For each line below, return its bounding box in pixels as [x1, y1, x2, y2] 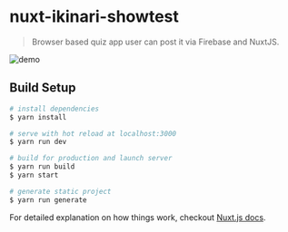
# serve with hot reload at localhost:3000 [9, 129, 177, 138]
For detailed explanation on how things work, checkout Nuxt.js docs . [9, 211, 266, 223]
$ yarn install [9, 112, 67, 121]
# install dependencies [9, 104, 100, 113]
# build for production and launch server [9, 154, 173, 163]
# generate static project [9, 187, 112, 196]
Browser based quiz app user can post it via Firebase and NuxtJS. [31, 36, 280, 47]
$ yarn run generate [9, 195, 88, 205]
